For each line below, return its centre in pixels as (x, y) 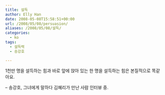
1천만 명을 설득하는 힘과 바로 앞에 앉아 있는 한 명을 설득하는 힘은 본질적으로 (78, 71)
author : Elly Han (23, 14)
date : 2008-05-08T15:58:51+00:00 (40, 19)
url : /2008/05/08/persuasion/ (37, 24)
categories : (17, 33)
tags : (11, 42)
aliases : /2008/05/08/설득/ (33, 28)
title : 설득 (17, 10)
